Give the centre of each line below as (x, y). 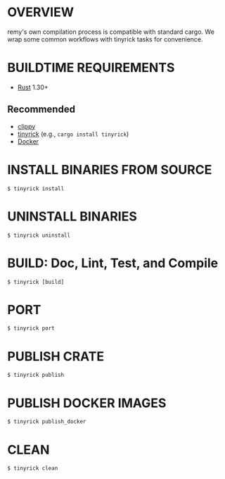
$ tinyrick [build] (36, 282)
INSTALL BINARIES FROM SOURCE (110, 169)
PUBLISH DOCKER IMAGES (87, 403)
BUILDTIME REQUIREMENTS (91, 68)
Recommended (41, 110)
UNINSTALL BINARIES (72, 216)
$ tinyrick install (36, 188)
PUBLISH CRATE (56, 356)
